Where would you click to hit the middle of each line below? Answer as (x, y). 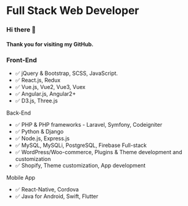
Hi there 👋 (21, 30)
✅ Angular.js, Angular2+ (45, 94)
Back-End (19, 113)
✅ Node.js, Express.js (42, 138)
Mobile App (21, 178)
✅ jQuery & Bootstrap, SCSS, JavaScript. (66, 73)
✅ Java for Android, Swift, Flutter (57, 196)
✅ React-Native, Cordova (47, 189)
